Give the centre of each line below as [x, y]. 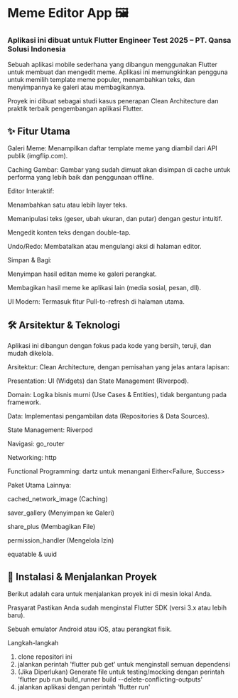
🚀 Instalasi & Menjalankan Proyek [82, 576]
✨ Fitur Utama [39, 131]
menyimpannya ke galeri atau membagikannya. [76, 87]
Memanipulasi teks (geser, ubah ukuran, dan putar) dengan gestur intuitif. [115, 219]
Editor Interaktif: [31, 191]
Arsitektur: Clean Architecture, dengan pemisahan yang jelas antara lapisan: [118, 367]
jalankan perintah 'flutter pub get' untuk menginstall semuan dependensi [124, 664]
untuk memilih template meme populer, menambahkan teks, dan [101, 80]
